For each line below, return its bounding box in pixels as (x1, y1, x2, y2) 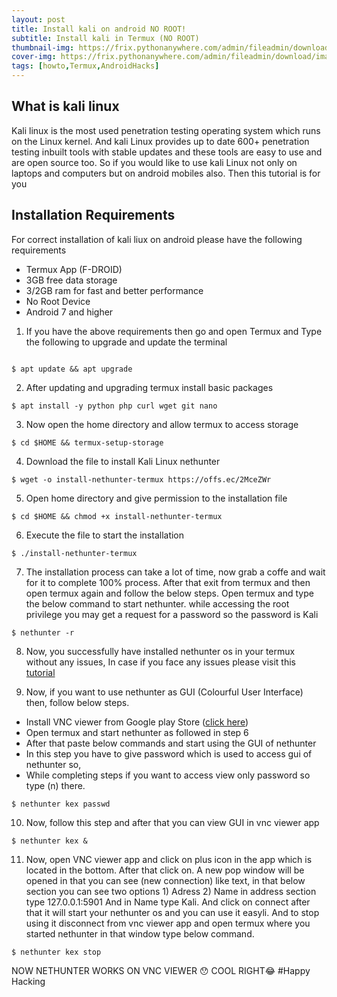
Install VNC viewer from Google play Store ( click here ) (25, 716, 249, 728)
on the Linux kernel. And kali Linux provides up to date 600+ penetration (11, 135, 310, 147)
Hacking (11, 975, 46, 987)
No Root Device (25, 295, 91, 307)
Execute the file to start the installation (25, 529, 185, 541)
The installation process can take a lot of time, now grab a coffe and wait (25, 566, 326, 578)
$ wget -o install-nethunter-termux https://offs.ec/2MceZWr (11, 474, 272, 485)
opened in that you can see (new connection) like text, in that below (25, 874, 306, 886)
